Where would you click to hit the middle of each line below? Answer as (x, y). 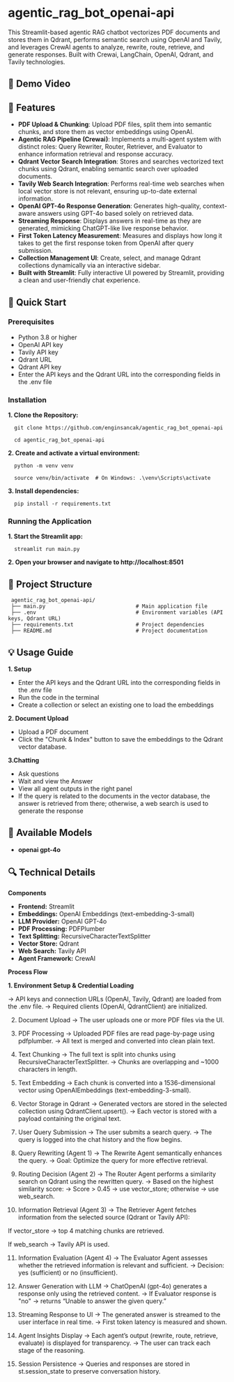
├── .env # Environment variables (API (117, 612)
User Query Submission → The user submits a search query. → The (115, 1132)
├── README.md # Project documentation (109, 631)
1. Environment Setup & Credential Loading (71, 985)
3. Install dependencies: (44, 491)
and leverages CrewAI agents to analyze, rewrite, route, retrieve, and (106, 47)
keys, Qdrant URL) (34, 619)
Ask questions (38, 774)
